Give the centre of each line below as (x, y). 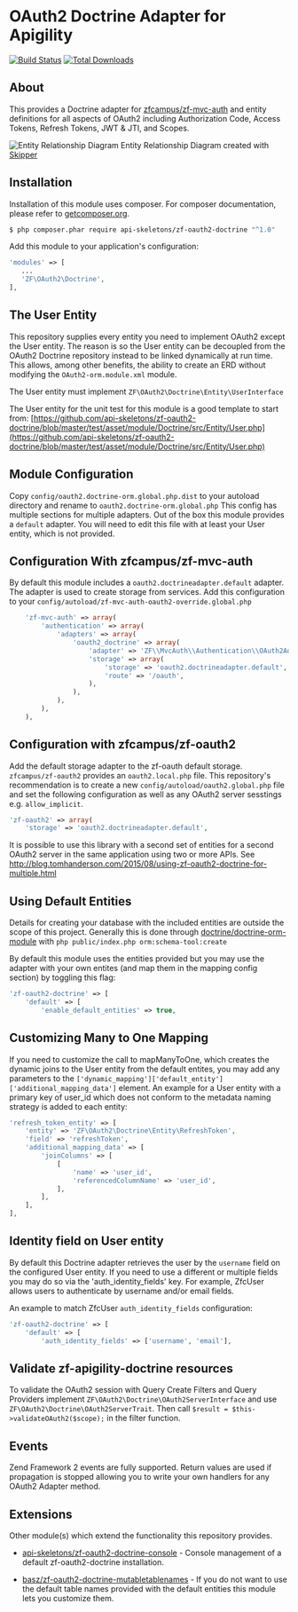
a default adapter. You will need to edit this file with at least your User (137, 524)
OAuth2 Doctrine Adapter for (118, 16)
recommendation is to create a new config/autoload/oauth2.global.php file (147, 785)
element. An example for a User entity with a (200, 1087)
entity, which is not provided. (62, 533)
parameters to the (42, 1078)
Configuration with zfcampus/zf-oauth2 (123, 744)
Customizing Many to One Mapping (109, 1038)
